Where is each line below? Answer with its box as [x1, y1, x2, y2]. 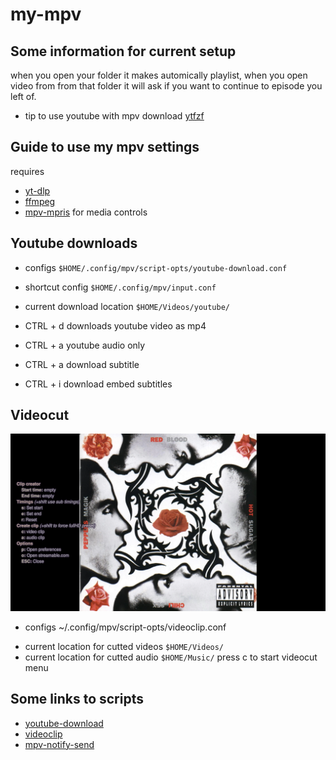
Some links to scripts [10, 691, 144, 708]
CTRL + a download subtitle [24, 358, 140, 370]
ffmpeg [24, 195, 56, 207]
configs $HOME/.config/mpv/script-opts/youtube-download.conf [24, 261, 288, 273]
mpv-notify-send [24, 738, 95, 750]
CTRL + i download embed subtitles [24, 378, 173, 390]
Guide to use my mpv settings [10, 139, 200, 156]
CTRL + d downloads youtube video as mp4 [24, 319, 207, 332]
